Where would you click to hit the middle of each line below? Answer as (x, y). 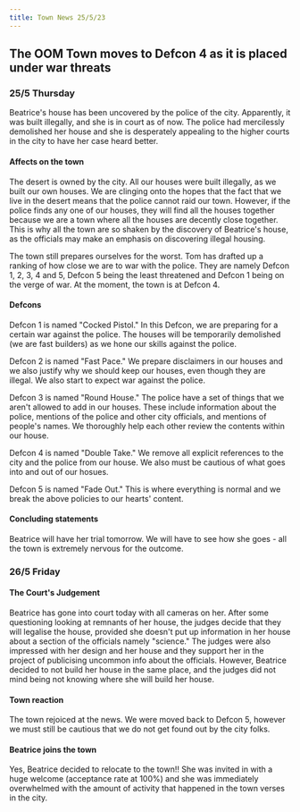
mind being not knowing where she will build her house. (112, 680)
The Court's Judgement (55, 593)
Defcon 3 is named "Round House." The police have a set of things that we (147, 397)
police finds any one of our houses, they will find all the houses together (142, 210)
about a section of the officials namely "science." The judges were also (140, 641)
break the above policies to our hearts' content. (96, 498)
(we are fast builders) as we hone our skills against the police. (123, 343)
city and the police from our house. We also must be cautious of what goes (147, 462)
